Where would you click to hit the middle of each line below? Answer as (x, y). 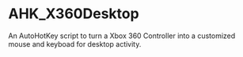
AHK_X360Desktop (74, 14)
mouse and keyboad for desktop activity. (75, 44)
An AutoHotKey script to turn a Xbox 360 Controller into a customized (122, 36)
